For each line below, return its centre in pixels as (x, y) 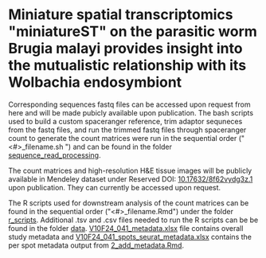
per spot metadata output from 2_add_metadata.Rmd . (96, 245)
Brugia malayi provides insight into (125, 49)
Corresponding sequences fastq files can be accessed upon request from (129, 104)
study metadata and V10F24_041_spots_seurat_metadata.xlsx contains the (130, 236)
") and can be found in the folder (119, 147)
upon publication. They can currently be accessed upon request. (115, 187)
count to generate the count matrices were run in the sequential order (123, 138)
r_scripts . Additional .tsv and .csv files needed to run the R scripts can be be (133, 220)
